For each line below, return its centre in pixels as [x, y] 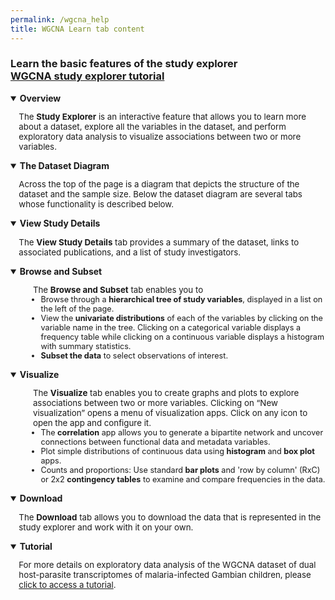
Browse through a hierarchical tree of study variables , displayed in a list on [181, 299]
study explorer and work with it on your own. [106, 527]
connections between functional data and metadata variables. [155, 442]
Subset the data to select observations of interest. [134, 355]
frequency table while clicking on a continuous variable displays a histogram [182, 336]
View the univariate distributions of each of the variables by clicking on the [181, 317]
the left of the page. [77, 308]
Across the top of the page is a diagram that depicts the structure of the [159, 184]
